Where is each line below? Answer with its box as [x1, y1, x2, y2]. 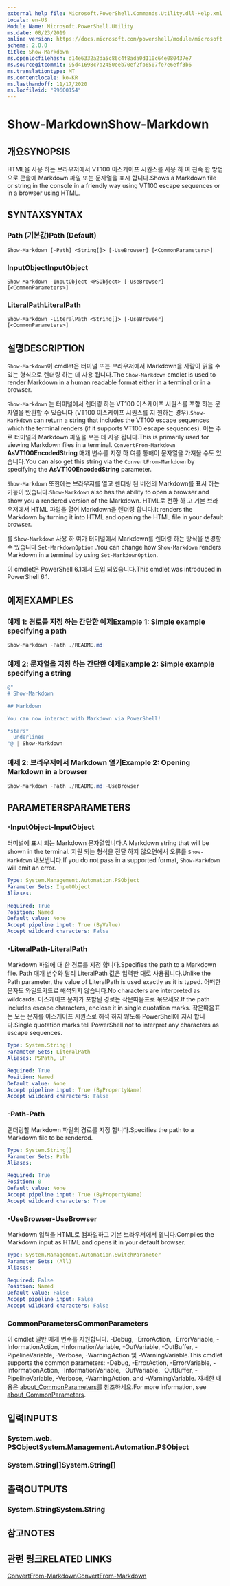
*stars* [7, 727, 30, 734]
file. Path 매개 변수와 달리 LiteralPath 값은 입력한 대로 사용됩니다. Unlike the [7, 969, 211, 978]
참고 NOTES [7, 1527, 55, 1539]
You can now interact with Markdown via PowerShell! [7, 715, 161, 722]
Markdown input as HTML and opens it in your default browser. [7, 1238, 186, 1246]
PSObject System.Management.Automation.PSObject [7, 1442, 189, 1452]
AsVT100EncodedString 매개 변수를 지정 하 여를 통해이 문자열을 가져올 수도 [7, 449, 215, 457]
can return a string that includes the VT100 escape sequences [33, 416, 209, 424]
